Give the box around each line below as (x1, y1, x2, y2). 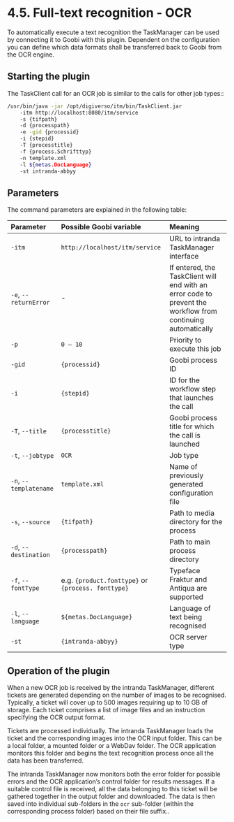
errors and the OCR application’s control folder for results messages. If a (7, 777, 215, 786)
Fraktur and (169, 575, 208, 584)
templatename (10, 484, 54, 493)
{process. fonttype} (61, 584, 129, 592)
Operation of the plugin (7, 665, 110, 677)
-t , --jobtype (10, 451, 54, 461)
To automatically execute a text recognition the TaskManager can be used (7, 28, 219, 36)
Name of (169, 462, 198, 472)
